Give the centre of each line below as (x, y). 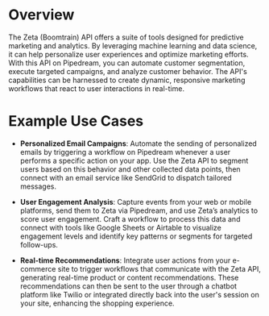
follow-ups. (39, 244)
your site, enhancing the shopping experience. (97, 303)
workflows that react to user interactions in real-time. (97, 88)
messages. (38, 186)
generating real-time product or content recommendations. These (129, 277)
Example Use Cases (76, 121)
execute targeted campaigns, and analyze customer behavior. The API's (128, 71)
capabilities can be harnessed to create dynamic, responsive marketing (127, 80)
